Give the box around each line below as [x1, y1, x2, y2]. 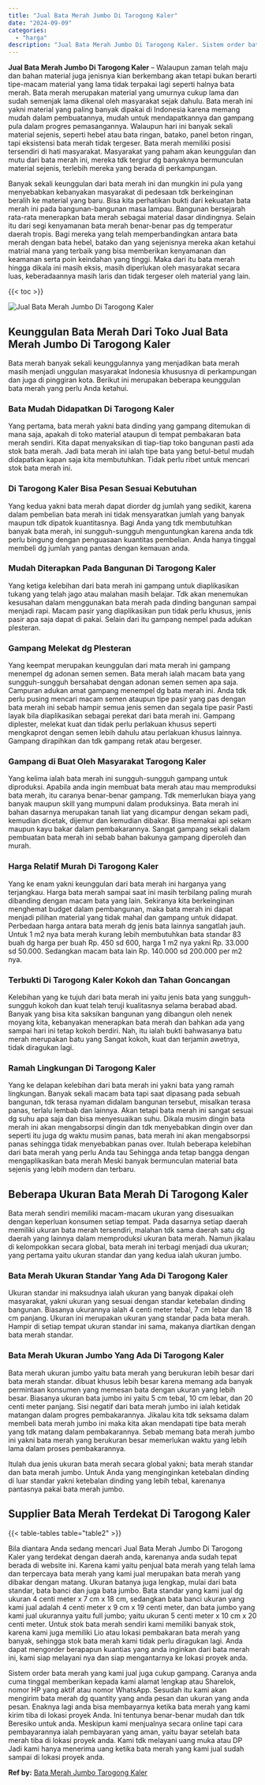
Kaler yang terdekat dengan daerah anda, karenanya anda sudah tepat [8, 1552, 238, 1561]
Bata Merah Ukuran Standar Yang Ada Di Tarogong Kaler [8, 1271, 229, 1282]
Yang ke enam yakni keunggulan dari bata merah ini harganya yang [8, 879, 226, 889]
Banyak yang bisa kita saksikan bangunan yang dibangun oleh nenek [8, 1010, 233, 1019]
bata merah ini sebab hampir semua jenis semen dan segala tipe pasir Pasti [8, 703, 253, 712]
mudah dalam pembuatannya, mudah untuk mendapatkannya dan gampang [8, 113, 255, 123]
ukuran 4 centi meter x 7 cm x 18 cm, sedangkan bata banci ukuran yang [8, 1594, 244, 1603]
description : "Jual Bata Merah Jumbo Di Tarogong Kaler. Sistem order [8, 41, 245, 49]
